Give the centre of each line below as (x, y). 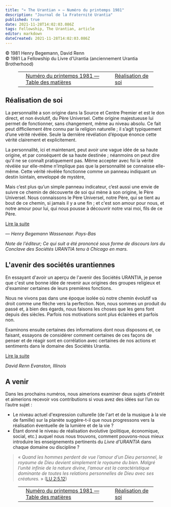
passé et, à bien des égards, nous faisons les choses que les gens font (80, 309)
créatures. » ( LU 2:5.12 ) (42, 479)
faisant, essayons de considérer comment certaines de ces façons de (79, 335)
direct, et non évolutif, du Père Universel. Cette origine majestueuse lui (80, 118)
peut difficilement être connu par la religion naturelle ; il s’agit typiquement (83, 129)
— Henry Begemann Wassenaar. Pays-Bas (51, 233)
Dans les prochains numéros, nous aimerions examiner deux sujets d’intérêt (85, 394)
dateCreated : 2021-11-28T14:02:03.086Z (48, 39)
